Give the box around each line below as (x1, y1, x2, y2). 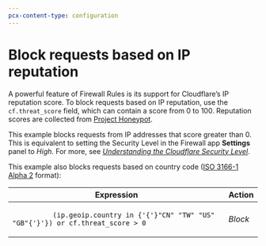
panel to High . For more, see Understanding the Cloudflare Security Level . (8, 146, 251, 156)
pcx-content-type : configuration (8, 11, 119, 20)
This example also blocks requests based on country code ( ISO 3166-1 (8, 162, 239, 171)
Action (228, 189, 254, 200)
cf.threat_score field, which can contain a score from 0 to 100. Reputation (8, 106, 252, 115)
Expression (94, 189, 139, 200)
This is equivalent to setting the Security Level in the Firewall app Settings (8, 138, 251, 148)
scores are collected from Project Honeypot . (8, 114, 153, 124)
